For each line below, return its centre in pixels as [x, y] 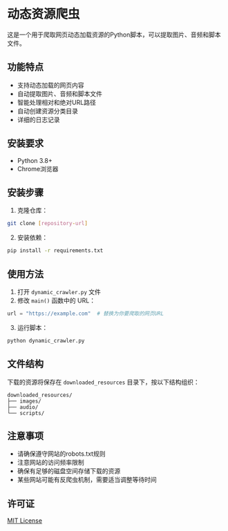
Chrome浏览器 [38, 168]
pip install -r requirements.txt [55, 251]
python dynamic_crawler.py [46, 340]
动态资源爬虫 [44, 14]
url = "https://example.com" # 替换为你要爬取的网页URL [86, 313]
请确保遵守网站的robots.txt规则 [61, 454]
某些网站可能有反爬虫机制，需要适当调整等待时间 [87, 480]
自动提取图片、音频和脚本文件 [59, 93]
